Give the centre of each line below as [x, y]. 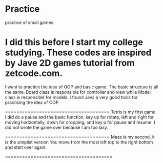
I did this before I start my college [74, 42]
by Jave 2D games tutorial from [70, 63]
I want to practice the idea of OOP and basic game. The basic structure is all [82, 87]
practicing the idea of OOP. [32, 102]
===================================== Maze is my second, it [80, 137]
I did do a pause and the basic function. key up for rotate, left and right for [80, 117]
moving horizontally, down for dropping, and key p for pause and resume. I [80, 122]
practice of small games [29, 22]
